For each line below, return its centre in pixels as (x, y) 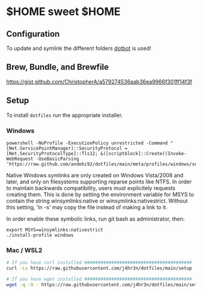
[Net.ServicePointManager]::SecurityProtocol (64, 148)
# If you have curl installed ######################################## (99, 263)
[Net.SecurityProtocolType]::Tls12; (52, 153)
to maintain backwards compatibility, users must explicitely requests (91, 188)
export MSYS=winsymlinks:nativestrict (55, 230)
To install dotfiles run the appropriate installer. (65, 115)
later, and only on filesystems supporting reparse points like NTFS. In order (99, 182)
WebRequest (20, 159)
